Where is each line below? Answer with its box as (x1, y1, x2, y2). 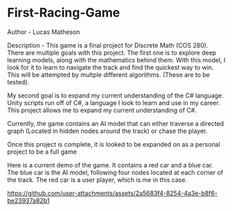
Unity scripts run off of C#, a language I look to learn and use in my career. (7, 98, 220, 107)
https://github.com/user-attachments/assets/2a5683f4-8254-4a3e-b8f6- (7, 189, 218, 197)
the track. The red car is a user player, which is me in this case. (7, 175, 188, 184)
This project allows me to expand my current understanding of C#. (7, 106, 197, 114)
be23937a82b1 (7, 196, 50, 205)
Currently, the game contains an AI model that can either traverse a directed (7, 119, 224, 127)
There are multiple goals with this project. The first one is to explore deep (7, 48, 217, 57)
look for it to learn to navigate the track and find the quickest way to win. (7, 63, 214, 71)
